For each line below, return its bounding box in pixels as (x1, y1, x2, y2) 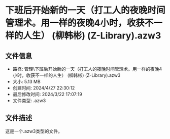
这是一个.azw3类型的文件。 (5, 128, 62, 134)
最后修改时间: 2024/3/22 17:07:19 (12, 91, 82, 97)
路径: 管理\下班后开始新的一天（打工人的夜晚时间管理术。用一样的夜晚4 (12, 66, 162, 72)
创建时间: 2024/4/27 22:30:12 (12, 85, 75, 91)
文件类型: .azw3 (12, 98, 46, 104)
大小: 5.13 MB (12, 79, 41, 84)
